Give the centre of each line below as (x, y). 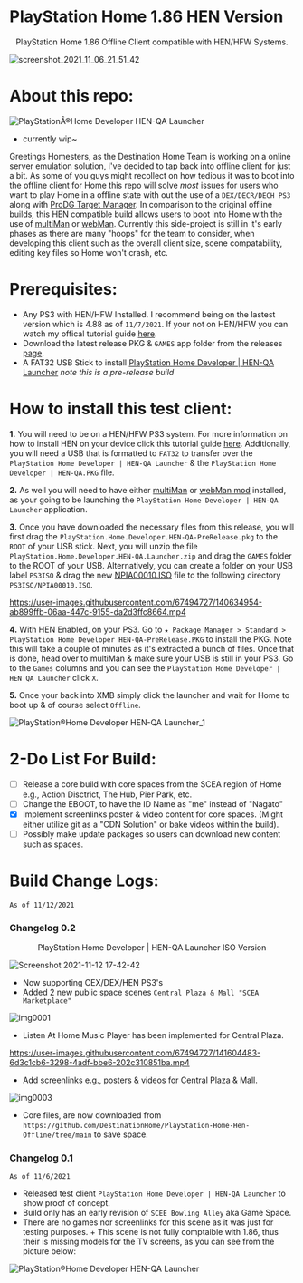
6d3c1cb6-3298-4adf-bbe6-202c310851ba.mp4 (99, 1063)
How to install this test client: (121, 409)
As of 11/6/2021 (40, 1177)
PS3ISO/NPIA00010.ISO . (51, 584)
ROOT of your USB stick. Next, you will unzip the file (104, 546)
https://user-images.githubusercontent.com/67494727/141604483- (135, 1053)
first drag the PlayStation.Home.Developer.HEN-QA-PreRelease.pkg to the (144, 536)
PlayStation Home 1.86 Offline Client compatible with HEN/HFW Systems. (152, 42)
